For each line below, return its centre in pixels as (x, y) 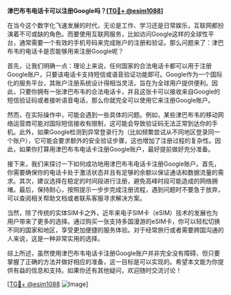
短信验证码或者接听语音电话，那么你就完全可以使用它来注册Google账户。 (111, 100)
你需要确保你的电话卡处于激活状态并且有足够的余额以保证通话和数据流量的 (112, 172)
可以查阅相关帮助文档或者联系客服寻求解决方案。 (76, 198)
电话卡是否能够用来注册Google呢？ (75, 51)
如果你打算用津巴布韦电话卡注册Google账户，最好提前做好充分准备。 (117, 149)
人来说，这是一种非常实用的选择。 (55, 239)
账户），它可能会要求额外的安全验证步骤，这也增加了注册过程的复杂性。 (114, 141)
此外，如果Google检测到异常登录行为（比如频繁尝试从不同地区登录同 (117, 132)
